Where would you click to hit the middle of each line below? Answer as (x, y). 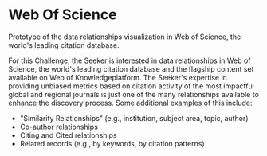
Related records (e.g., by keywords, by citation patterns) (112, 143)
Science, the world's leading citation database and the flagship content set (131, 68)
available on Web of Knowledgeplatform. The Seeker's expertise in (118, 77)
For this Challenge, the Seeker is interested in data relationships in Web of (130, 60)
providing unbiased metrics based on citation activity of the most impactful (132, 86)
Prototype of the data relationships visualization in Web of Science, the (125, 37)
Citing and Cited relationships (68, 135)
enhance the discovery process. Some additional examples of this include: (130, 103)
